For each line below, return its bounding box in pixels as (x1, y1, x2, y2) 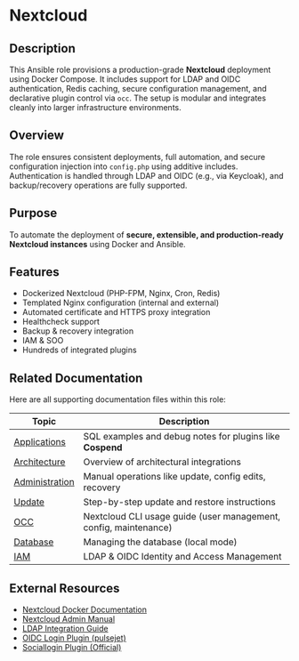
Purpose (9, 206, 58, 221)
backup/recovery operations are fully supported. (9, 180, 188, 190)
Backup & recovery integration (21, 326, 134, 336)
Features (9, 264, 60, 280)
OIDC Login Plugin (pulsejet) (21, 633, 126, 643)
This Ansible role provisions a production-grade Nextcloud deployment (9, 64, 271, 75)
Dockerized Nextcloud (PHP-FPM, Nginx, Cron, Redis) (21, 288, 221, 299)
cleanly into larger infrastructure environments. (9, 102, 182, 112)
